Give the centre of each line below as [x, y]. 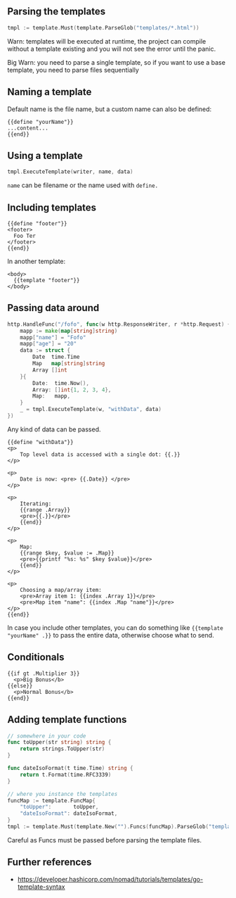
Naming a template [50, 92]
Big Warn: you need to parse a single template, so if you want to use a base [117, 62]
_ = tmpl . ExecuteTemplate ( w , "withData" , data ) [91, 410]
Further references [50, 862]
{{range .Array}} [45, 510]
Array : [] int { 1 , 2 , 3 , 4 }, [72, 390]
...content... [28, 128]
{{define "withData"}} [40, 442]
